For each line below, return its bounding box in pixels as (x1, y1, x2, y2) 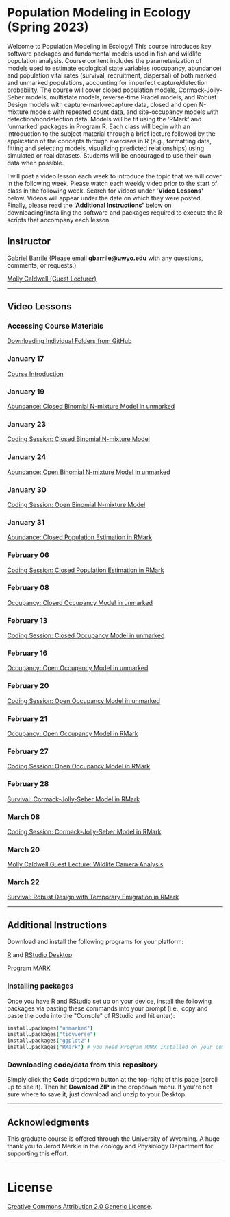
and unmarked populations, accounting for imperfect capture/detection (7, 78, 208, 86)
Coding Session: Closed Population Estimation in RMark (7, 566, 164, 574)
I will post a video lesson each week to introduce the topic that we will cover (7, 172, 222, 180)
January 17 (7, 354, 44, 364)
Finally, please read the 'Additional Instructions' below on (7, 201, 172, 209)
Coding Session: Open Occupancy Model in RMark (7, 762, 151, 770)
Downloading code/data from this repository (7, 1060, 159, 1070)
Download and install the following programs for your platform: (7, 938, 184, 946)
